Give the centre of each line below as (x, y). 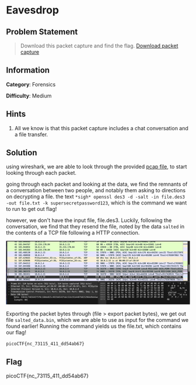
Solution (22, 153)
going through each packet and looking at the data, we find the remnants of (97, 184)
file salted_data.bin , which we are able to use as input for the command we (97, 320)
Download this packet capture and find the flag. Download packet (99, 46)
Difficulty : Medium (29, 96)
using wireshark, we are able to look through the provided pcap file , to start (97, 167)
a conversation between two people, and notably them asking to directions (96, 190)
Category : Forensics (31, 84)
